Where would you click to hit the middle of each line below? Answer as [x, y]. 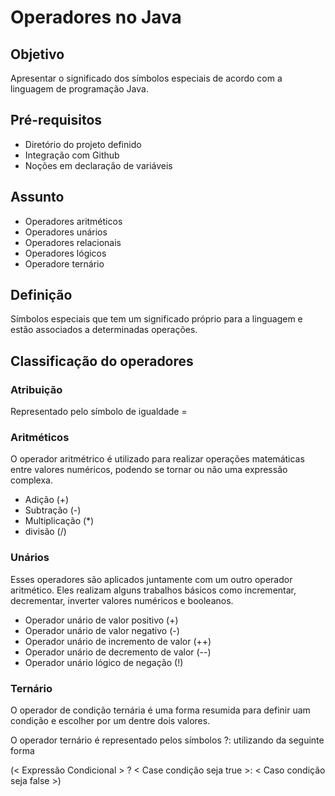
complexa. [32, 480]
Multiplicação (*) [59, 521]
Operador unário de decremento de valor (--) [118, 652]
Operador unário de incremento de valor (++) [118, 641]
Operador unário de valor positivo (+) [101, 620]
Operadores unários [66, 232]
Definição [41, 295]
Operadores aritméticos [73, 221]
